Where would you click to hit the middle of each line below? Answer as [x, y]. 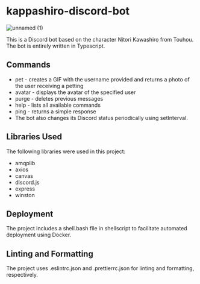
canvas [24, 175]
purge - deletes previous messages [59, 98]
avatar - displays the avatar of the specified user [75, 92]
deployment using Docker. [39, 235]
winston [25, 195]
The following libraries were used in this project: [66, 151]
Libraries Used [34, 137]
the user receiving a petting [49, 86]
